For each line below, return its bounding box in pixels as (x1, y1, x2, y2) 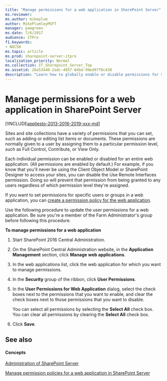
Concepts (5, 349, 26, 355)
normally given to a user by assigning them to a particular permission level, (5, 140, 159, 147)
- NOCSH (5, 44, 21, 49)
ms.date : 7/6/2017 (5, 30, 43, 35)
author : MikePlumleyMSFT (5, 21, 57, 26)
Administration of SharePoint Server (5, 361, 79, 367)
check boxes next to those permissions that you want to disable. (12, 296, 145, 302)
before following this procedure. (5, 217, 71, 223)
